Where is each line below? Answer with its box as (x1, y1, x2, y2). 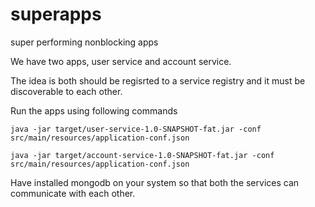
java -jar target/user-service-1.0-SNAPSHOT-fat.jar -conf (10, 124, 262, 134)
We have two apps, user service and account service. (10, 55, 232, 67)
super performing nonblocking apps (10, 36, 159, 48)
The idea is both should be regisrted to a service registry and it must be (10, 74, 306, 87)
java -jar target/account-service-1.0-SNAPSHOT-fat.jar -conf (10, 150, 275, 160)
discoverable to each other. (10, 85, 123, 97)
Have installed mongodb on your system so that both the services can (10, 176, 300, 188)
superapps (10, 3, 102, 26)
